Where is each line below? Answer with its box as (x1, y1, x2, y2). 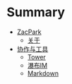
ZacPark (16, 28, 42, 36)
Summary (6, 4, 65, 20)
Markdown (27, 68, 59, 78)
